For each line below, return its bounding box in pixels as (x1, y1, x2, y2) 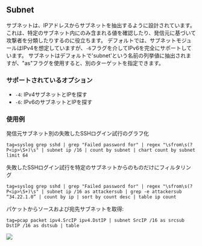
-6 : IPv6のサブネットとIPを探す (14, 99, 93, 106)
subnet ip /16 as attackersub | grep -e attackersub (46, 189, 182, 195)
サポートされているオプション (6, 76, 93, 84)
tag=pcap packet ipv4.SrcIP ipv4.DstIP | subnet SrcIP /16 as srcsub (6, 218, 185, 224)
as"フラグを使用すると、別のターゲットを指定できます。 (24, 59, 165, 66)
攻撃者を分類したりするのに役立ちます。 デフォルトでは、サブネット (6, 36, 177, 44)
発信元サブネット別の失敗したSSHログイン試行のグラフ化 (6, 130, 150, 137)
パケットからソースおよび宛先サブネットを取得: (6, 206, 124, 213)
